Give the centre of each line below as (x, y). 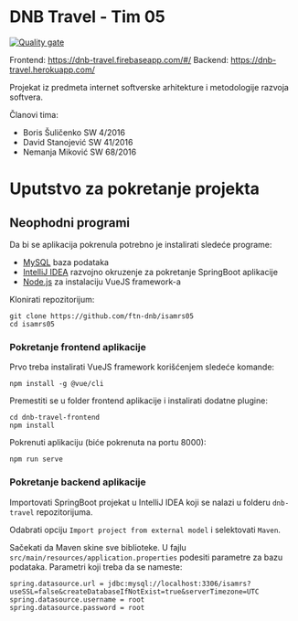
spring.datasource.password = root (77, 607)
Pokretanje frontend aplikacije (78, 347)
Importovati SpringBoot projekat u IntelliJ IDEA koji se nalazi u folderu (140, 502)
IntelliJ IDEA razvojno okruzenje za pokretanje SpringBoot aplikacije (150, 272)
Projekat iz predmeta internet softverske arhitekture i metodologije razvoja (149, 87)
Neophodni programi (70, 223)
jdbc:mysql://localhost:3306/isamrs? (179, 584)
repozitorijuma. (64, 512)
